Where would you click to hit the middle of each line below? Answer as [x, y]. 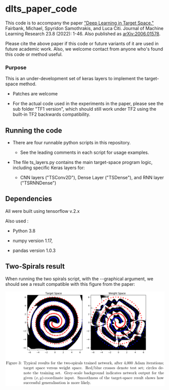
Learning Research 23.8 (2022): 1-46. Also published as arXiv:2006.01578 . [83, 34]
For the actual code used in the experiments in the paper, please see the [88, 104]
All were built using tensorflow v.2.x [43, 211]
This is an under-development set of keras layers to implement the [74, 79]
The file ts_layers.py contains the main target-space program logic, [82, 162]
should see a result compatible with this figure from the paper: [70, 284]
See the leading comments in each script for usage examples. [85, 152]
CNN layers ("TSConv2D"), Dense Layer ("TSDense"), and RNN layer [92, 178]
